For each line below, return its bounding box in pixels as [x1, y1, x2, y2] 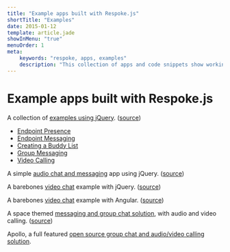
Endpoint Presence [16, 126, 71, 135]
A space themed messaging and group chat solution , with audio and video [7, 209, 217, 217]
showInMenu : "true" [7, 36, 63, 43]
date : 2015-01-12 [7, 23, 57, 30]
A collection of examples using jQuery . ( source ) [7, 113, 142, 122]
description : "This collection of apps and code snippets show [19, 61, 204, 68]
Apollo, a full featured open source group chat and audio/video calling [7, 229, 205, 238]
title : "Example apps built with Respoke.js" [7, 10, 139, 17]
